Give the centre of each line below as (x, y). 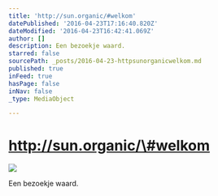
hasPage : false (34, 83)
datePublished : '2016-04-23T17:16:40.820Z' (83, 23)
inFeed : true (31, 76)
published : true (36, 69)
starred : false (34, 53)
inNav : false (31, 91)
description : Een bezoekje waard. (67, 46)
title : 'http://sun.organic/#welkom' (72, 16)
